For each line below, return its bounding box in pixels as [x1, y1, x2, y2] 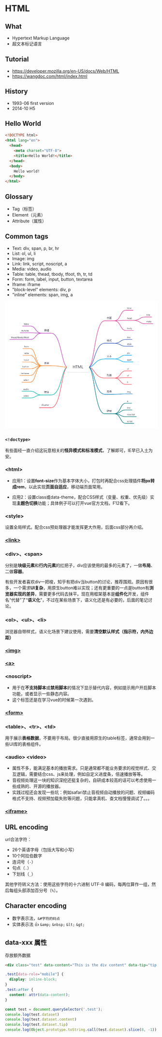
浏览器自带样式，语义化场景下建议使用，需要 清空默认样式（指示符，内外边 [5, 628, 153, 634]
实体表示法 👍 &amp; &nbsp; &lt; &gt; [12, 921, 85, 927]
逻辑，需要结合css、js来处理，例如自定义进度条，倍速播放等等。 [16, 771, 146, 777]
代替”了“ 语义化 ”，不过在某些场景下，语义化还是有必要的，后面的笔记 [11, 597, 148, 603]
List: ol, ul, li [12, 251, 36, 256]
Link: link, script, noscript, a [12, 261, 67, 267]
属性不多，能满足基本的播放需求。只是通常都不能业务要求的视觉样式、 [12, 765, 152, 771]
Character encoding [5, 902, 67, 910]
